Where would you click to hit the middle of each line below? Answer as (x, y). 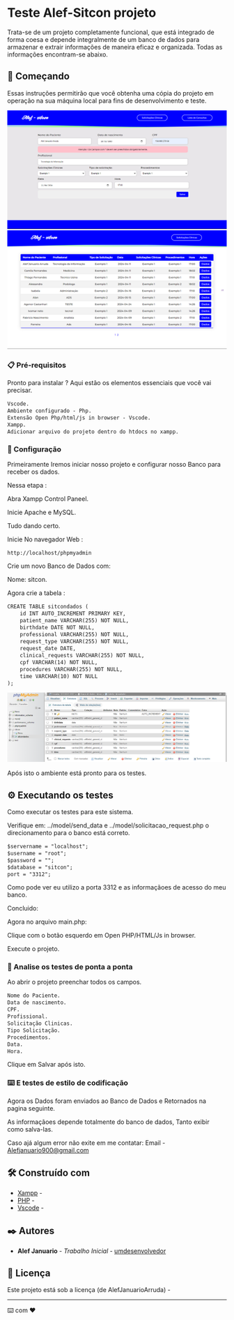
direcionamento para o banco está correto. (69, 832)
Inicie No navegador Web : (45, 539)
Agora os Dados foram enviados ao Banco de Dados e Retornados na (107, 1101)
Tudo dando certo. (34, 526)
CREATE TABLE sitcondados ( (48, 607)
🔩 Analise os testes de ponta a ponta (70, 966)
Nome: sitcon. (27, 580)
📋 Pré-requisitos (37, 365)
